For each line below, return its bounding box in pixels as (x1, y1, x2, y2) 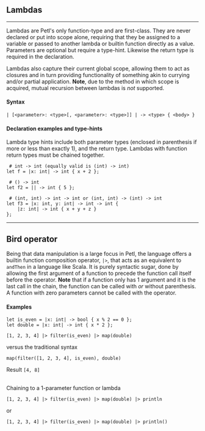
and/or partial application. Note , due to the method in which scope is (6, 78, 179, 85)
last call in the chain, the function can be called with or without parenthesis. (6, 283, 196, 290)
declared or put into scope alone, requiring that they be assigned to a (6, 33, 181, 40)
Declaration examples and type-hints (6, 125, 103, 132)
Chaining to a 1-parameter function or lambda (6, 384, 121, 392)
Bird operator (6, 234, 58, 244)
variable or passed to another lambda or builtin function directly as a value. (6, 40, 195, 47)
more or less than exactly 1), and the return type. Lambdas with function (6, 145, 187, 152)
